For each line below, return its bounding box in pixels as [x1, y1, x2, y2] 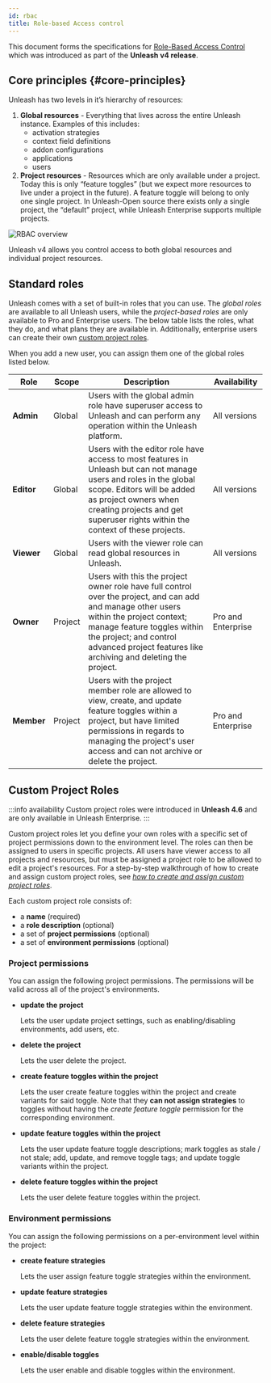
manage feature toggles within [88, 622, 204, 633]
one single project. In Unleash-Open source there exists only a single [19, 196, 250, 206]
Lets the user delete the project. [19, 1056, 127, 1065]
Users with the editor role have [88, 444, 205, 455]
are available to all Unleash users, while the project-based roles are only [8, 307, 248, 317]
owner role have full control [88, 581, 192, 592]
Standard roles [8, 276, 85, 291]
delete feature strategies [19, 1318, 106, 1328]
